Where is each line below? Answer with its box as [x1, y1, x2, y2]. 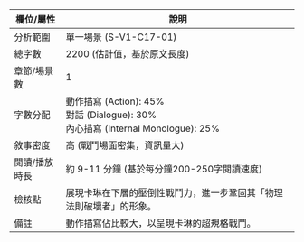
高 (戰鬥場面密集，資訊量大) [65, 139, 185, 152]
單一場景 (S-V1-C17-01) [65, 31, 177, 43]
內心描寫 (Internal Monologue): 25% [65, 122, 220, 135]
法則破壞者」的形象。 [65, 200, 157, 212]
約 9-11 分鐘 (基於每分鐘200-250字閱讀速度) [65, 163, 263, 175]
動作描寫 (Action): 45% [65, 95, 165, 107]
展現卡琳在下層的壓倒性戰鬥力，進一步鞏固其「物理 [65, 187, 283, 199]
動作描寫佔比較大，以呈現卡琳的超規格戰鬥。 [65, 217, 256, 229]
